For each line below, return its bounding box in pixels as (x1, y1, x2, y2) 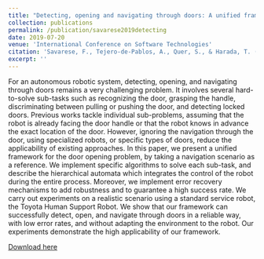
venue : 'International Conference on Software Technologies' (8, 41, 213, 49)
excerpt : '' (8, 56, 47, 64)
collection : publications (8, 19, 93, 27)
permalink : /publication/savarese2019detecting (8, 26, 167, 34)
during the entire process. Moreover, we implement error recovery (8, 177, 222, 186)
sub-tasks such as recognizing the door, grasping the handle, (36, 93, 236, 103)
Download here (8, 242, 57, 251)
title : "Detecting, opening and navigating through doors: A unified (8, 11, 241, 20)
